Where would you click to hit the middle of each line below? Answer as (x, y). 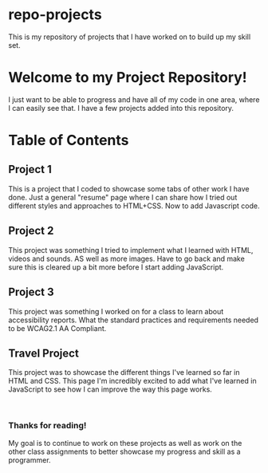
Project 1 (30, 169)
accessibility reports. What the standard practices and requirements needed (134, 320)
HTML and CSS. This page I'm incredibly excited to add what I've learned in (132, 381)
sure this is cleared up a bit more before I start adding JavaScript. (116, 267)
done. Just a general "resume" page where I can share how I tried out (123, 197)
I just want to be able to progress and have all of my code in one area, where (134, 99)
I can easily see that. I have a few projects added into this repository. (121, 108)
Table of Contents (69, 140)
